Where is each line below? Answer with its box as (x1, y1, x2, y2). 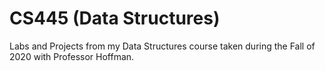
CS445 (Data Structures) (9, 7, 221, 30)
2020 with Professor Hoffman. (9, 50, 135, 62)
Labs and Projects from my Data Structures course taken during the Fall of (9, 40, 316, 52)
